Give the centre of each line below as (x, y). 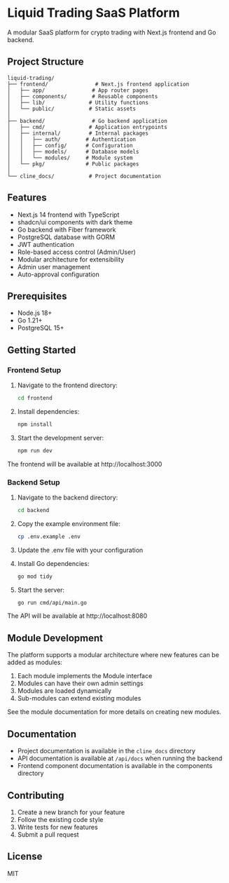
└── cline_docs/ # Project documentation (84, 176)
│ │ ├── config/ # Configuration (70, 145)
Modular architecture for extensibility (71, 259)
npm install (35, 424)
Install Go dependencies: (53, 563)
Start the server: (41, 590)
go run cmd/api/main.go (52, 602)
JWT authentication (46, 244)
